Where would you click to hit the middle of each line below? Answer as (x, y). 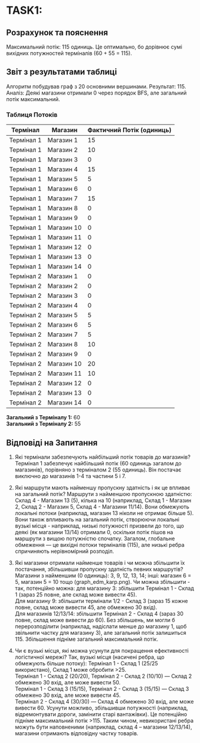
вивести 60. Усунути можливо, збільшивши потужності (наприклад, (101, 708)
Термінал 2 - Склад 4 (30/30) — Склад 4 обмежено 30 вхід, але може (104, 701)
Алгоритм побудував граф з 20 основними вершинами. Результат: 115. (96, 86)
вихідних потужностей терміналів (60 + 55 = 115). (69, 53)
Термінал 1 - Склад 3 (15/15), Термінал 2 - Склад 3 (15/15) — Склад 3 (102, 689)
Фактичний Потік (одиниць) (130, 130)
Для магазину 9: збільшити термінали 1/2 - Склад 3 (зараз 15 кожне (101, 601)
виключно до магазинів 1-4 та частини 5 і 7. (70, 476)
